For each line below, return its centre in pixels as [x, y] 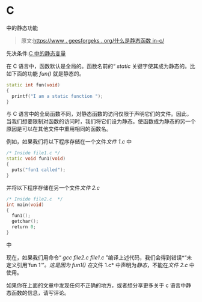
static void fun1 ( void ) [36, 159]
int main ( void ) [25, 205]
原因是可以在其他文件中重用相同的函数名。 [59, 129]
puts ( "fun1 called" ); [39, 170]
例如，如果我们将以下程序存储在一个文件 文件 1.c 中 [69, 142]
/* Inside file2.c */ [35, 199]
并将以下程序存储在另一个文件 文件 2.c [53, 187]
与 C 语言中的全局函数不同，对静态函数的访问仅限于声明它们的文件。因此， [99, 114]
